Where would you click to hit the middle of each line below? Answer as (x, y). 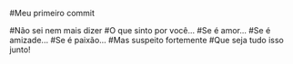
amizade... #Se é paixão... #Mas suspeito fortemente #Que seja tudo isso (147, 40)
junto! (20, 50)
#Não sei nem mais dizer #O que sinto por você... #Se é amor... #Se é (140, 30)
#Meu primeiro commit (52, 13)
